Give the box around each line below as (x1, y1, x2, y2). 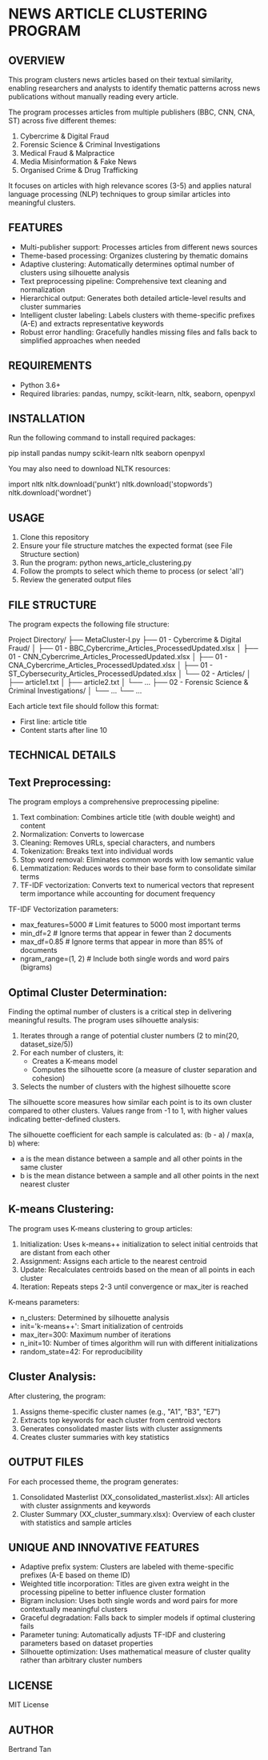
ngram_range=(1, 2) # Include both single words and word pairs (19, 954, 230, 964)
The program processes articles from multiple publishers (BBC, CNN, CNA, (8, 107, 255, 117)
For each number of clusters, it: (19, 1048, 124, 1058)
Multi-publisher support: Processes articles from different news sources (19, 242, 258, 252)
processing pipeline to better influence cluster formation (19, 1587, 206, 1597)
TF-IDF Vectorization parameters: (8, 905, 119, 914)
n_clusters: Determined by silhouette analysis (19, 1313, 170, 1322)
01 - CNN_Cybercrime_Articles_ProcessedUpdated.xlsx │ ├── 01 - (8, 652, 228, 662)
